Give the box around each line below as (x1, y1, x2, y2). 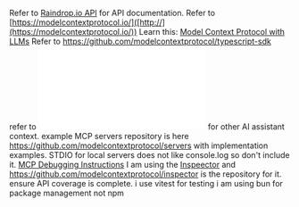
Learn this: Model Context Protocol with (138, 27, 286, 37)
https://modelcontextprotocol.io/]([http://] (12, 17, 165, 28)
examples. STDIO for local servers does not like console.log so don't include (9, 150, 290, 160)
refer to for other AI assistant (9, 121, 286, 132)
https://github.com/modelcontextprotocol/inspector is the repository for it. (9, 169, 282, 179)
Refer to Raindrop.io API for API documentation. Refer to (9, 8, 216, 18)
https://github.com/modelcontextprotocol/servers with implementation (9, 140, 269, 151)
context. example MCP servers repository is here (9, 131, 189, 141)
